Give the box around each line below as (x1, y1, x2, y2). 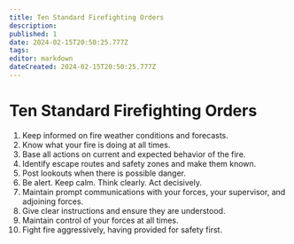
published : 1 (9, 29, 58, 38)
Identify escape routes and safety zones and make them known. (21, 158, 257, 169)
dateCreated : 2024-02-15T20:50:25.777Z (9, 63, 157, 72)
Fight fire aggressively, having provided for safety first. (21, 224, 223, 235)
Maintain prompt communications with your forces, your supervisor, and (21, 186, 286, 197)
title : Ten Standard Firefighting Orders (9, 12, 165, 22)
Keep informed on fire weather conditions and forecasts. (21, 130, 228, 140)
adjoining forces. (21, 196, 84, 207)
